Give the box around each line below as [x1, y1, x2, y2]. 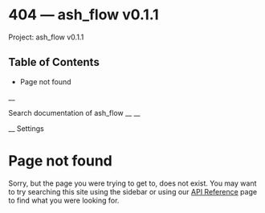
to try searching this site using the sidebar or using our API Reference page [8, 186, 258, 196]
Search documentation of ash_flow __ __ [8, 108, 141, 117]
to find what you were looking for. [8, 195, 120, 205]
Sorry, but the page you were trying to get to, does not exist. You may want [8, 178, 257, 188]
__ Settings [8, 123, 44, 133]
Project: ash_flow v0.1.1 [8, 32, 84, 42]
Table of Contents [8, 55, 100, 69]
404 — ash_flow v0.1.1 [8, 6, 159, 24]
